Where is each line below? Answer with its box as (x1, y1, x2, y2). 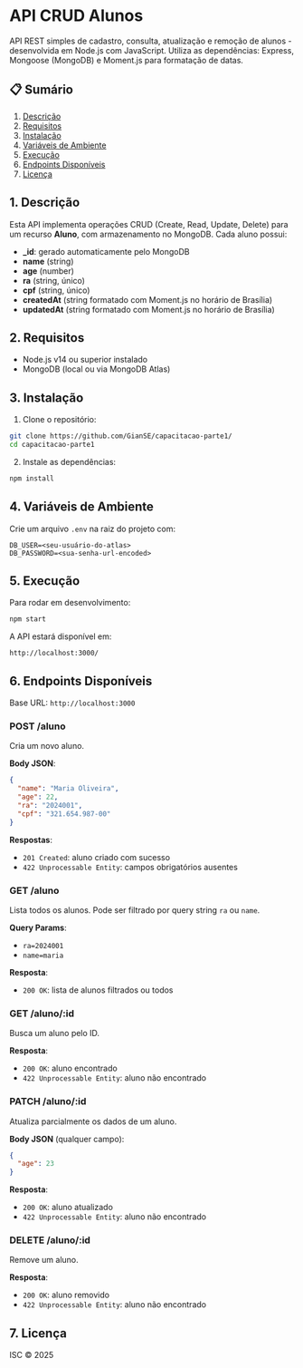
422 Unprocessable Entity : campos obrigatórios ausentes (22, 861, 238, 872)
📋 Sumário (9, 82, 74, 98)
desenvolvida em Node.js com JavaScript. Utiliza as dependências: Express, (9, 44, 294, 55)
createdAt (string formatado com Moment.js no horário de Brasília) (22, 294, 273, 305)
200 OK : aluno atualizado (22, 1202, 113, 1213)
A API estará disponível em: (9, 631, 112, 642)
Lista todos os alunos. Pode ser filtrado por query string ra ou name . (9, 904, 260, 916)
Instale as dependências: (22, 456, 116, 467)
